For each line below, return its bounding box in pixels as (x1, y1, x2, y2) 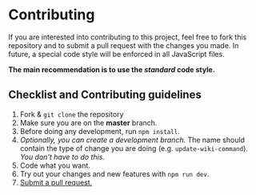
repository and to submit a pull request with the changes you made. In (8, 40, 239, 50)
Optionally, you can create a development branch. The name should (19, 135, 246, 144)
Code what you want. (19, 160, 90, 170)
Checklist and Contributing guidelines (8, 88, 202, 102)
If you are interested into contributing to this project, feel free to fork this (8, 32, 247, 42)
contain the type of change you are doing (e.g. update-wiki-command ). (19, 143, 248, 153)
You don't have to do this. (19, 152, 106, 161)
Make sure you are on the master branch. (19, 118, 158, 128)
